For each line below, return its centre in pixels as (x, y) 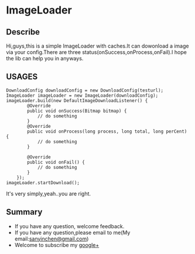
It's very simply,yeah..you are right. (49, 194)
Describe (23, 32)
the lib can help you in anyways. (45, 58)
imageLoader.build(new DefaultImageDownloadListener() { (77, 100)
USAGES (22, 77)
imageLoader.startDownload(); (43, 182)
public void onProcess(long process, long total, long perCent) (107, 131)
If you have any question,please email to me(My (72, 232)
